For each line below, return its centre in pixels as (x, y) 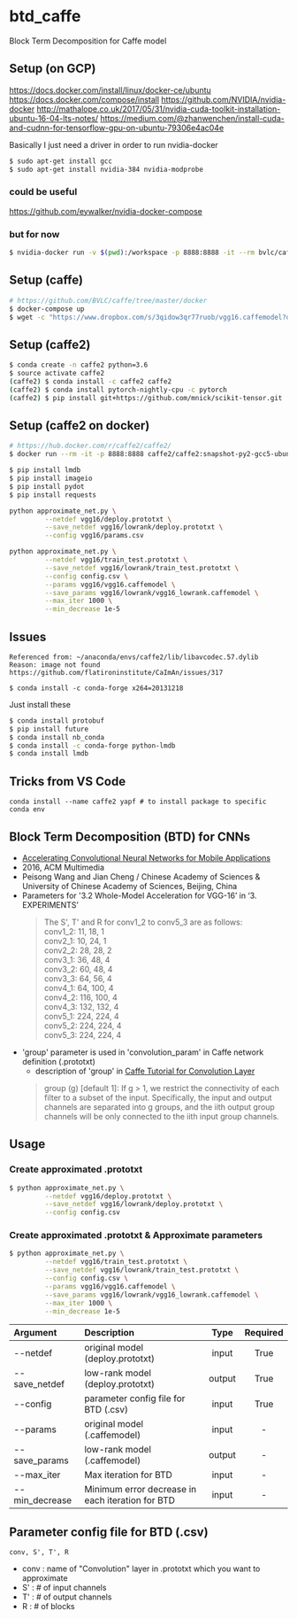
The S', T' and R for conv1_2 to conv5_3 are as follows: (143, 922)
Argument (35, 1333)
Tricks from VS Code (68, 781)
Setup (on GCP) (53, 69)
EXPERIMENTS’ (50, 904)
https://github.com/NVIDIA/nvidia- (224, 99)
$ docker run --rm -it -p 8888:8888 (76, 454)
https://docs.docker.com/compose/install (84, 99)
